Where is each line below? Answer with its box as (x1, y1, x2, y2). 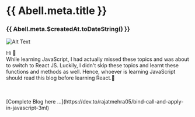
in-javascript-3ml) (6, 104, 50, 112)
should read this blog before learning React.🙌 (6, 74, 115, 81)
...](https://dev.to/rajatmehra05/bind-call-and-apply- (57, 98, 184, 105)
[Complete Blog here (6, 98, 56, 105)
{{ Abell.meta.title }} (6, 4, 107, 18)
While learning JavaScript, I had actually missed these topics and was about (6, 56, 189, 63)
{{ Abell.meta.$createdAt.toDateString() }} (6, 25, 130, 33)
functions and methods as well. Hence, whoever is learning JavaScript (6, 68, 176, 75)
